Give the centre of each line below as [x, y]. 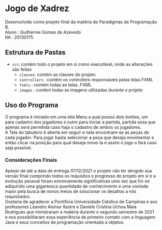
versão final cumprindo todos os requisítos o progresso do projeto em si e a [81, 176]
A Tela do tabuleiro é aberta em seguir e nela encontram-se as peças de [77, 132]
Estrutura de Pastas [35, 53]
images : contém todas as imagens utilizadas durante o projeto [81, 90]
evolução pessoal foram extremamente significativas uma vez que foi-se [77, 181]
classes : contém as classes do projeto [57, 74]
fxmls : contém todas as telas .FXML [55, 85]
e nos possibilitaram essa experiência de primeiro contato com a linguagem [80, 217]
